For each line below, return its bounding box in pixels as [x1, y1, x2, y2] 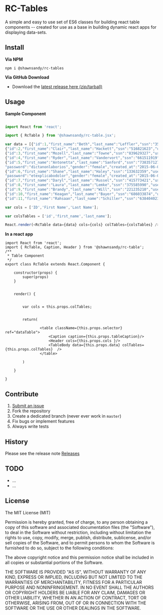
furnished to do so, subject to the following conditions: [5, 545, 114, 551]
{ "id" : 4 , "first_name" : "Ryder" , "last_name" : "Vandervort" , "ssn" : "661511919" [5, 155, 160, 160]
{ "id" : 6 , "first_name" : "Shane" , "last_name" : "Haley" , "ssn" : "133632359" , [5, 169, 151, 174]
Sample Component [5, 110, 46, 117]
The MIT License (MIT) [5, 510, 51, 515]
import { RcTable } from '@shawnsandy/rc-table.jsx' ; [5, 133, 116, 138]
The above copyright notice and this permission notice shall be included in [5, 554, 154, 560]
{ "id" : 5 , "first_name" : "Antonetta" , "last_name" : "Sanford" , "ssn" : [5, 160, 138, 165]
